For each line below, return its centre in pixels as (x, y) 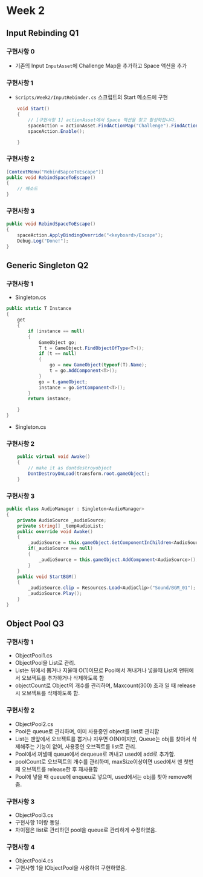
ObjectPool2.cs (34, 724)
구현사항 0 (21, 51)
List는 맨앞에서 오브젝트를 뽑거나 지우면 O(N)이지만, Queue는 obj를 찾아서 (103, 739)
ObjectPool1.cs (34, 656)
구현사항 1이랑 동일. (38, 822)
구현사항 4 (21, 847)
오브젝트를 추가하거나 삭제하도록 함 (63, 678)
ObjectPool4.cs (34, 861)
